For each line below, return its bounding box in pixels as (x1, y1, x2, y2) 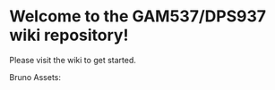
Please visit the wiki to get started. (9, 54, 136, 65)
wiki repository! (9, 25, 129, 45)
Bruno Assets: (9, 71, 61, 82)
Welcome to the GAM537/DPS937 (9, 6, 267, 27)
